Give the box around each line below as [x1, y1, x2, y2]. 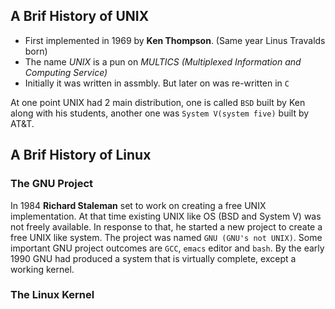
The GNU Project [10, 177, 94, 191]
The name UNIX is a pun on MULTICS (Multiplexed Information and [24, 55, 302, 68]
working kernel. [10, 263, 75, 275]
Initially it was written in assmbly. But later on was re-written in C [24, 77, 290, 89]
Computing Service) [24, 66, 108, 78]
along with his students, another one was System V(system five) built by [10, 107, 310, 119]
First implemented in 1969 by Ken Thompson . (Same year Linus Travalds [24, 34, 326, 46]
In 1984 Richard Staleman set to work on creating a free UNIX [10, 199, 267, 211]
